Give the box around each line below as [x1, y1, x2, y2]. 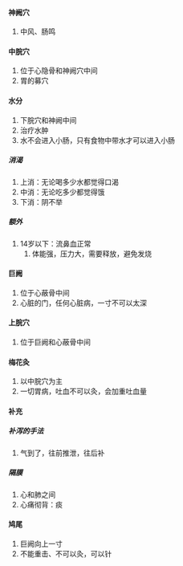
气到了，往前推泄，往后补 [19, 448, 105, 458]
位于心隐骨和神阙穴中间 [19, 66, 98, 75]
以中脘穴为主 [19, 377, 63, 386]
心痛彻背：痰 [19, 499, 63, 509]
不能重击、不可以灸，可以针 [19, 548, 112, 558]
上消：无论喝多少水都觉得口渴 [19, 177, 119, 186]
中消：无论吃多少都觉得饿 [19, 187, 105, 197]
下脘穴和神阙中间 [19, 115, 77, 124]
